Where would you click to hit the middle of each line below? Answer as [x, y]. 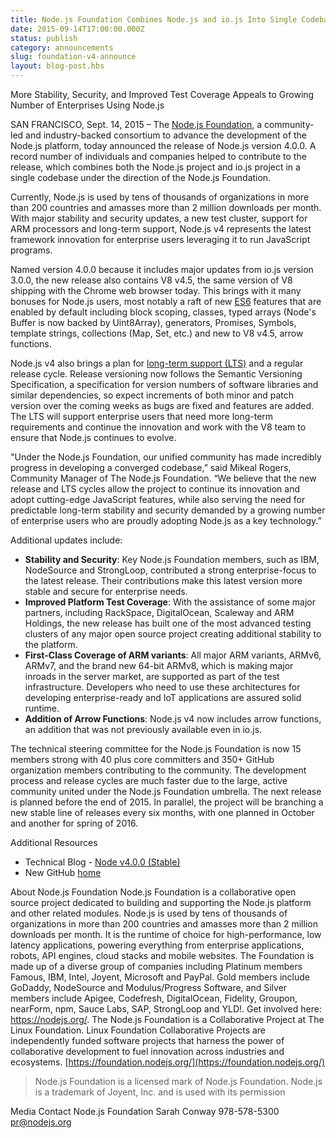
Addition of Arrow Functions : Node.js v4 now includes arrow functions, [173, 719]
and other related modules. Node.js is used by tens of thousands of [149, 913]
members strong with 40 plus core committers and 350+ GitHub [142, 759]
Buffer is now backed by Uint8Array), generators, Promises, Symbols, [153, 322]
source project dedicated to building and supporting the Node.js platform [161, 902]
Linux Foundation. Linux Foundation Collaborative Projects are [138, 1030]
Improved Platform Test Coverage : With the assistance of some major [170, 602]
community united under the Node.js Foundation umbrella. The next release [166, 791]
